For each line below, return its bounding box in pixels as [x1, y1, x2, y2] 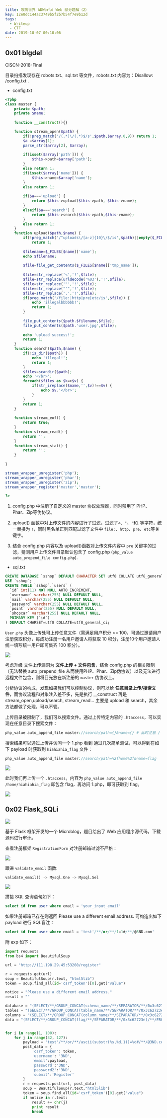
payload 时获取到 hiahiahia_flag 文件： [10, 746, 93, 752]
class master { [5, 101, 37, 107]
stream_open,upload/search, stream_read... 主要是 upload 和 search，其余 [5, 697, 158, 703]
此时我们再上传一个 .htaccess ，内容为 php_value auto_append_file [5, 775, 143, 781]
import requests [5, 949, 39, 954]
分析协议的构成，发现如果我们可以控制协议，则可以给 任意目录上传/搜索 [5, 685, 152, 691]
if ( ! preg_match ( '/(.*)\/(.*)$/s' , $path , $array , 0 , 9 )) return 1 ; [23, 134, 157, 139]
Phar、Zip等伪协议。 [12, 509, 55, 515]
